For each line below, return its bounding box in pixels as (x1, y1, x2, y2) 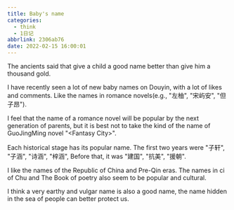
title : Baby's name (7, 10, 65, 17)
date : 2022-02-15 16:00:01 (7, 43, 86, 50)
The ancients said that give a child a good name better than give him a (7, 62, 211, 70)
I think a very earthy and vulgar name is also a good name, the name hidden (7, 187, 227, 195)
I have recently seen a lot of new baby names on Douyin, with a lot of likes (7, 83, 223, 91)
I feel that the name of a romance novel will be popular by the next (7, 114, 199, 122)
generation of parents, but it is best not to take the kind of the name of (7, 122, 211, 129)
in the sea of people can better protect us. (7, 195, 129, 203)
